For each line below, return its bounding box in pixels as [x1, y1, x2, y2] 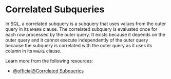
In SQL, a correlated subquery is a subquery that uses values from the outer [5, 21, 166, 27]
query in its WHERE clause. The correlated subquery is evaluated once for [5, 26, 158, 32]
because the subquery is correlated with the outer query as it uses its [5, 42, 153, 48]
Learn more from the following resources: [5, 57, 93, 64]
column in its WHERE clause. [5, 48, 62, 54]
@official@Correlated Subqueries [12, 68, 84, 74]
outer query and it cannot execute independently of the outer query [5, 37, 148, 43]
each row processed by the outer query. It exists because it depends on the [5, 31, 166, 37]
